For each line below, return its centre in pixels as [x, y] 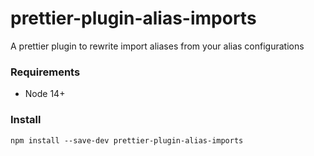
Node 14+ [45, 94]
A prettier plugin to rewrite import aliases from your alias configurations [157, 46]
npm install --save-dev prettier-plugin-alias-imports [127, 140]
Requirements [45, 72]
